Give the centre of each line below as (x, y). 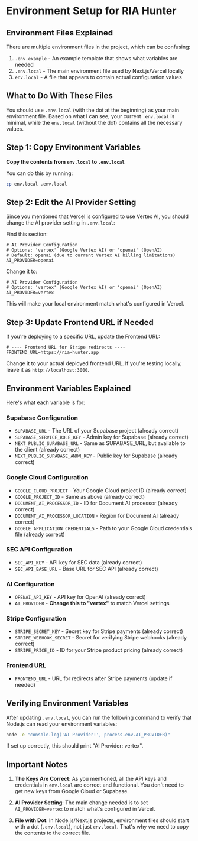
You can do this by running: (40, 173)
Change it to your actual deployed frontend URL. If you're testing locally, (94, 363)
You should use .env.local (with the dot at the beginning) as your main (93, 110)
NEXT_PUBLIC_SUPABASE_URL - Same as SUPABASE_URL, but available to (100, 443)
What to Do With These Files (60, 96)
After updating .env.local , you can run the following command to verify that (99, 717)
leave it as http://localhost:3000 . (48, 370)
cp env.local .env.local (37, 184)
